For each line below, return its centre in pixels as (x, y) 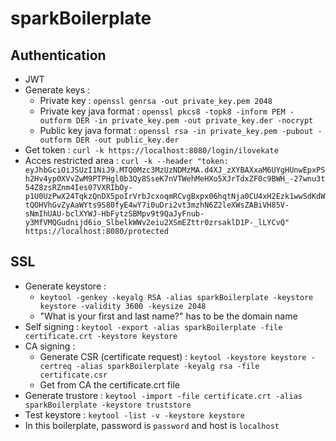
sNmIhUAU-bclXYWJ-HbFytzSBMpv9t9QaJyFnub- (114, 214)
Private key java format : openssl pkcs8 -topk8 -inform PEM (162, 111)
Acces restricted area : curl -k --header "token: (126, 160)
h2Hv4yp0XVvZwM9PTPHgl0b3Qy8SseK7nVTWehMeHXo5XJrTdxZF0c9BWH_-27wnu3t (175, 179)
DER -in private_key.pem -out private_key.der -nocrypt (194, 121)
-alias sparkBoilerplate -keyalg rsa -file (167, 366)
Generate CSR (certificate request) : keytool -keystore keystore (173, 356)
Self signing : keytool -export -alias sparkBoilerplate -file (153, 326)
